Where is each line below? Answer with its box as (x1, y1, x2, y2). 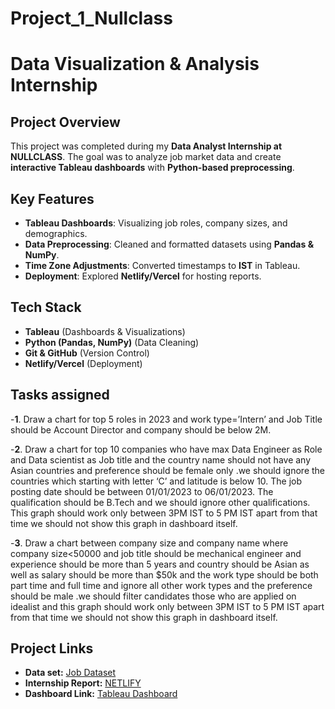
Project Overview (10, 113, 121, 131)
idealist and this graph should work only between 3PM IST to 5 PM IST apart (10, 600, 325, 612)
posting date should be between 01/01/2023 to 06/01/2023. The (10, 485, 274, 497)
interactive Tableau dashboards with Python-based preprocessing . (10, 162, 295, 174)
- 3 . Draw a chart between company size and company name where (10, 537, 289, 549)
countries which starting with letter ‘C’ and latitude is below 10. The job (10, 475, 303, 487)
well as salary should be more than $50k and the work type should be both (10, 568, 319, 581)
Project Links (10, 640, 94, 657)
